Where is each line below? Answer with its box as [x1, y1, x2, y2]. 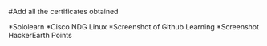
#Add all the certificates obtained [8, 7, 119, 16]
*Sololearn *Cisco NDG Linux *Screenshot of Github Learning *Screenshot [8, 22, 259, 31]
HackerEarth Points [8, 31, 72, 40]
